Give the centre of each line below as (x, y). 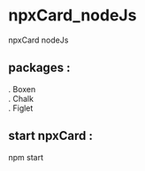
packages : (39, 68)
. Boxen (22, 89)
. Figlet (21, 108)
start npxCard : (51, 136)
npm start (26, 157)
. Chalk (21, 98)
